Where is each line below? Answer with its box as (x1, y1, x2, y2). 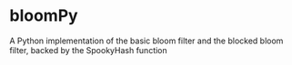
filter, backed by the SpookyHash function (9, 44, 168, 55)
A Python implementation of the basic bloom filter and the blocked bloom (9, 35, 284, 46)
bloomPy (9, 5, 79, 26)
